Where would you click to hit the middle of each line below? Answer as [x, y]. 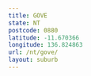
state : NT [25, 23]
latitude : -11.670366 [44, 38]
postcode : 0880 [33, 30]
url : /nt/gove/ [33, 52]
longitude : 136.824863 [45, 45]
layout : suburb [33, 60]
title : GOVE [28, 15]
